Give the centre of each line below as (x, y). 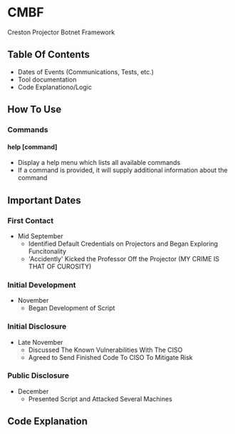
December (33, 391)
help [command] (32, 146)
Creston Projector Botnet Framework (61, 32)
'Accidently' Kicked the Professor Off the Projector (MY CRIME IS (124, 258)
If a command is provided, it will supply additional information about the (122, 170)
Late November (40, 342)
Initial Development (42, 285)
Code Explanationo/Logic (55, 87)
